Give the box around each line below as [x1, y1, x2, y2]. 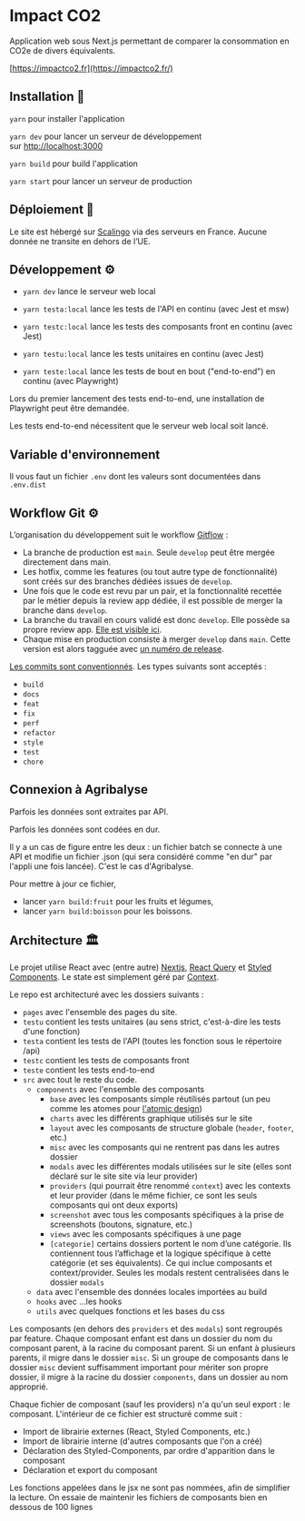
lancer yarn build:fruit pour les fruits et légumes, [22, 895, 214, 906]
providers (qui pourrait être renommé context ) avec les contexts [49, 1180, 291, 1190]
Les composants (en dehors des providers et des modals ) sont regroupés [9, 1323, 283, 1334]
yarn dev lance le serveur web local [22, 286, 156, 297]
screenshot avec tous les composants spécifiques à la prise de [49, 1209, 284, 1220]
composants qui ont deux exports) [49, 1200, 179, 1210]
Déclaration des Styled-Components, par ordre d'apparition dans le [22, 1445, 275, 1456]
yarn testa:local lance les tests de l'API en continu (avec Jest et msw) [22, 303, 290, 314]
